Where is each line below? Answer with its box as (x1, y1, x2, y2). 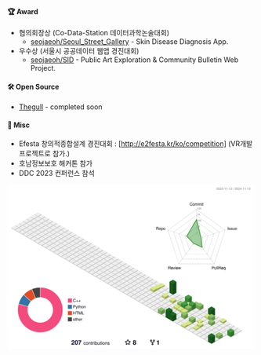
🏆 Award (7, 6, 38, 16)
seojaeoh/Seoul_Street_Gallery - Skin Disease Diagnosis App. (30, 37, 229, 46)
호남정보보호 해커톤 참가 (18, 158, 93, 168)
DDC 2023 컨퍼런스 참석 (18, 168, 95, 177)
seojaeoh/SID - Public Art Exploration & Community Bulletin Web (30, 55, 239, 64)
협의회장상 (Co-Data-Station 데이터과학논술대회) (18, 28, 170, 38)
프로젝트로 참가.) (18, 148, 71, 158)
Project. (30, 64, 56, 73)
